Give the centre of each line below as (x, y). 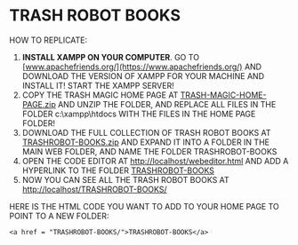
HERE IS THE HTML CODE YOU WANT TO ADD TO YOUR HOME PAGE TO (145, 206)
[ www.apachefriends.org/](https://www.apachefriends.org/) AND (142, 67)
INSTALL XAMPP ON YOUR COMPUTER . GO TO (111, 57)
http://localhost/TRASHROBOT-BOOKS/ (94, 189)
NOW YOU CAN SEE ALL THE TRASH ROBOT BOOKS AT (125, 179)
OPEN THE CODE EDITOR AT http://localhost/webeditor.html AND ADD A (155, 161)
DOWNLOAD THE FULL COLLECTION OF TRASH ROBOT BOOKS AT (146, 132)
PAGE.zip (39, 104)
